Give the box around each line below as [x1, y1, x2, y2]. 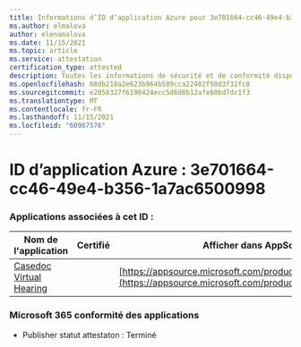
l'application [13, 245, 69, 258]
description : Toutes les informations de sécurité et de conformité [9, 72, 271, 80]
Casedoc [13, 260, 52, 273]
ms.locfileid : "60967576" [9, 122, 106, 131]
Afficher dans [202, 239, 262, 251]
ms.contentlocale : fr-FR [9, 105, 102, 114]
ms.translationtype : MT [9, 96, 99, 106]
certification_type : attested [9, 63, 123, 72]
